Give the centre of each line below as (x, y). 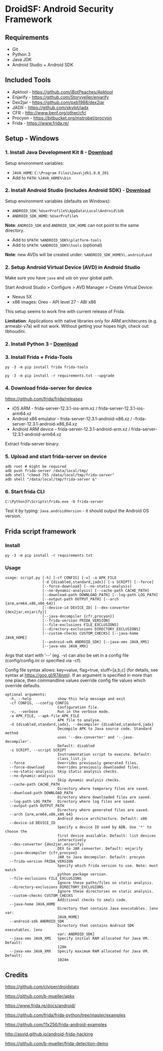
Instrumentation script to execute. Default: (104, 755)
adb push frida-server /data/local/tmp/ (47, 470)
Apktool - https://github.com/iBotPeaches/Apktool (62, 92)
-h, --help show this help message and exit (67, 699)
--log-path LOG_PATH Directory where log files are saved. (73, 802)
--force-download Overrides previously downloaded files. (75, 767)
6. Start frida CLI (25, 492)
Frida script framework (41, 531)
